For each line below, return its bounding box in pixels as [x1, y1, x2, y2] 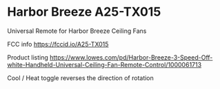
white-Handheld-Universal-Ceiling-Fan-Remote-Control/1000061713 [7, 60, 202, 68]
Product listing [7, 53, 48, 62]
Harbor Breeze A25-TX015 [7, 4, 161, 20]
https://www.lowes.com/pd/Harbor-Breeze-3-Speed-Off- [49, 53, 213, 62]
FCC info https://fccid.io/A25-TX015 [7, 40, 109, 48]
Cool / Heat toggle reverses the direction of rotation [7, 73, 154, 82]
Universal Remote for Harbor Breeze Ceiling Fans [7, 27, 147, 35]
